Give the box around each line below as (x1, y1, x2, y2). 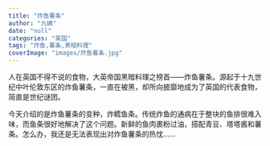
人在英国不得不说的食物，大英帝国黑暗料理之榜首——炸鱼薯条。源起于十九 (8, 72, 255, 81)
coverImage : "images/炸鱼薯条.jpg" (8, 49, 123, 57)
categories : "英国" (8, 34, 72, 43)
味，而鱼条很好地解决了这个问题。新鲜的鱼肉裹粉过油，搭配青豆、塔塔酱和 (8, 120, 255, 128)
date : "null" (8, 26, 52, 34)
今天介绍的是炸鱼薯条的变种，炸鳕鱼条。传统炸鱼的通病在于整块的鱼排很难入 (8, 109, 262, 119)
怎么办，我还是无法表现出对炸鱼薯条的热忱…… (22, 129, 176, 139)
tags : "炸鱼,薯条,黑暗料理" (8, 42, 92, 50)
